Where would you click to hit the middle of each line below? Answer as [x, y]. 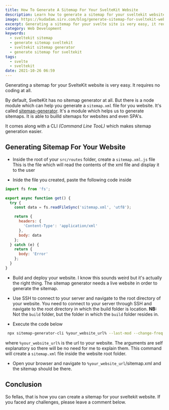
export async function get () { [38, 198]
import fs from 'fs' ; [28, 189]
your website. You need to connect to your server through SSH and [82, 303]
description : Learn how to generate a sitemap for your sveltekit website [85, 15]
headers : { [30, 221]
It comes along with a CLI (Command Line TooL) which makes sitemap [78, 126]
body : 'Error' [33, 254]
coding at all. [19, 90]
